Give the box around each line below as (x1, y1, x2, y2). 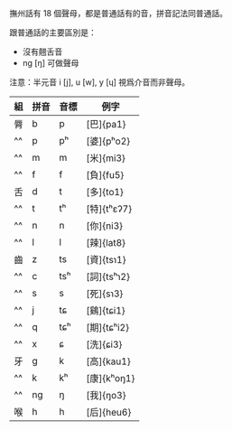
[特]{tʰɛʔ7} (86, 202, 133, 215)
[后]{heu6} (86, 406, 132, 418)
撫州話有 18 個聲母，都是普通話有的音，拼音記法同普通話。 (9, 8, 228, 18)
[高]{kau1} (86, 355, 131, 368)
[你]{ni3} (86, 220, 124, 232)
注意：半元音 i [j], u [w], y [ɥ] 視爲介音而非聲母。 (9, 77, 190, 88)
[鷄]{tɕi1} (86, 305, 126, 316)
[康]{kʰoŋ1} (86, 372, 135, 384)
